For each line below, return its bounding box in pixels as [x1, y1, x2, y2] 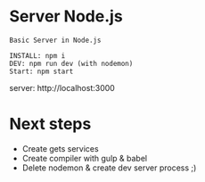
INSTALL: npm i [9, 51, 66, 60]
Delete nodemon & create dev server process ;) [21, 162, 197, 173]
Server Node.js [9, 6, 123, 27]
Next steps [9, 114, 92, 135]
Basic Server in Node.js [9, 36, 102, 45]
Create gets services [21, 143, 100, 153]
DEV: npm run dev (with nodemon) [9, 59, 134, 68]
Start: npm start [9, 67, 74, 76]
